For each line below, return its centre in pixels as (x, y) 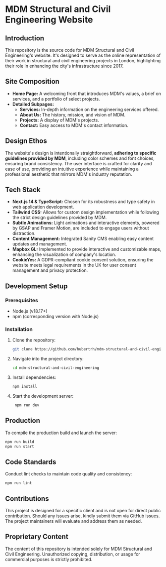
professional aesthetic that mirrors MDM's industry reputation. (69, 174)
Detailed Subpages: (33, 104)
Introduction (25, 38)
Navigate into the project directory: (48, 359)
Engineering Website (49, 20)
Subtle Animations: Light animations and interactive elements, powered (86, 223)
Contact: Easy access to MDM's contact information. (74, 125)
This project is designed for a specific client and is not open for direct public (83, 510)
